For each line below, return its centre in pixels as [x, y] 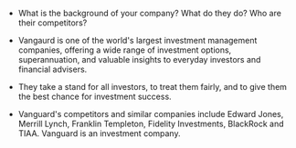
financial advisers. [53, 69]
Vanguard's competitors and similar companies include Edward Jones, [151, 114]
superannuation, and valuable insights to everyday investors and [139, 59]
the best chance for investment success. [95, 96]
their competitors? [53, 23]
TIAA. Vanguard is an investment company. [99, 133]
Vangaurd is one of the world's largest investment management [137, 40]
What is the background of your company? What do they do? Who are [149, 13]
